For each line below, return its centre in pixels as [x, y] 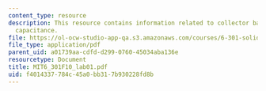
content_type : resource [47, 15]
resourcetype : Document [47, 60]
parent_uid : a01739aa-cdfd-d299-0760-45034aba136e [93, 52]
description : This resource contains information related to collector [129, 23]
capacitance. [37, 30]
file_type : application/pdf [55, 45]
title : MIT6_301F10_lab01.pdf [58, 67]
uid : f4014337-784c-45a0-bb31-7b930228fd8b [81, 74]
